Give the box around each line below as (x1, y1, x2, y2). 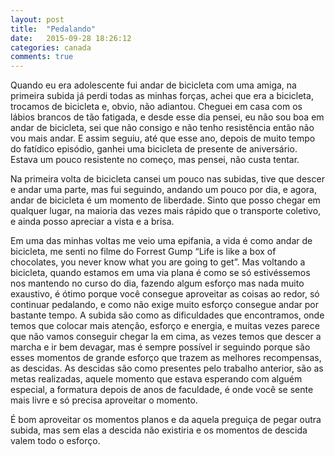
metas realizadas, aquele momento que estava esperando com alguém (10, 373, 303, 385)
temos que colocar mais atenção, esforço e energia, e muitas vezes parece (10, 320, 320, 332)
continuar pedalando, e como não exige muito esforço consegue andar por (10, 299, 319, 311)
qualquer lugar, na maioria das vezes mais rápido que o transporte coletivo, (10, 205, 322, 217)
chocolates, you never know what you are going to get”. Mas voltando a (10, 256, 306, 268)
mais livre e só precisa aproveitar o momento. (10, 394, 198, 406)
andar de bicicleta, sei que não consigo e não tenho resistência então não (10, 122, 315, 134)
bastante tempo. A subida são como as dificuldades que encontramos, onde (10, 309, 325, 321)
